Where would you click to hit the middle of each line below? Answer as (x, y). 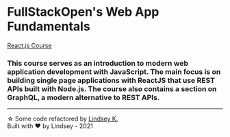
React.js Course (30, 45)
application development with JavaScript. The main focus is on (114, 71)
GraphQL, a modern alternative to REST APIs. (84, 97)
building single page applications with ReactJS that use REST (111, 80)
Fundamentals (49, 26)
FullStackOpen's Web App (83, 12)
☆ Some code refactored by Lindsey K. (63, 119)
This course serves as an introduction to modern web (98, 63)
